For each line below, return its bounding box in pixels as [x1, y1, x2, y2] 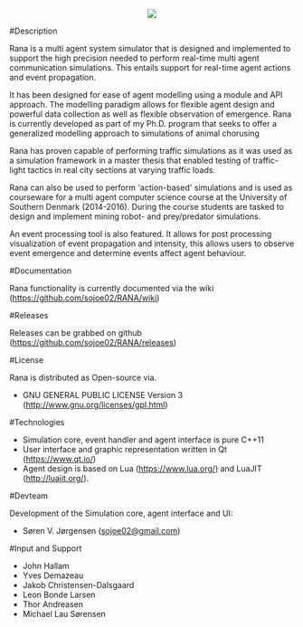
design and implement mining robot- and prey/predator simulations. [9, 211, 261, 222]
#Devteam [9, 490, 48, 501]
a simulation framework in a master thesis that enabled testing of [9, 155, 251, 166]
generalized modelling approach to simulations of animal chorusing [9, 128, 260, 138]
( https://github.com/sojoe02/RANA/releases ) [9, 337, 177, 347]
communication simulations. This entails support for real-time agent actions [9, 62, 291, 72]
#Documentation [9, 265, 72, 276]
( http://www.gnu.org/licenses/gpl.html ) [22, 399, 169, 410]
